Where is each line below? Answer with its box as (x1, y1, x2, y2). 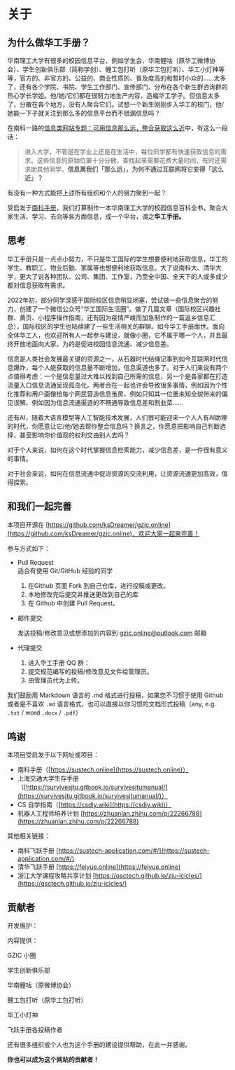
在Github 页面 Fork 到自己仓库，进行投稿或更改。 (27, 581, 170, 589)
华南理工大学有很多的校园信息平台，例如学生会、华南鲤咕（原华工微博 (7, 57, 210, 64)
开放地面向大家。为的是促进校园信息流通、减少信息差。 (13, 339, 173, 348)
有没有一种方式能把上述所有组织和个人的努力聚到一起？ (7, 188, 166, 197)
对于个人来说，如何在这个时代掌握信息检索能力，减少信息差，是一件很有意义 (7, 446, 228, 454)
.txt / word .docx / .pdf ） (7, 708, 83, 717)
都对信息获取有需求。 (7, 281, 69, 289)
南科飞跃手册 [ (17, 846, 59, 855)
